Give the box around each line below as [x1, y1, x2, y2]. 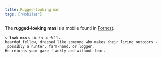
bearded [5, 39, 21, 44]
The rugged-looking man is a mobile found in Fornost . [5, 25, 115, 31]
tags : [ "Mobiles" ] [5, 12, 42, 17]
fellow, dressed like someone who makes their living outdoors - [22, 39, 158, 44]
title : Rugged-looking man [5, 7, 60, 12]
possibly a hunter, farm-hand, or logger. [7, 44, 95, 49]
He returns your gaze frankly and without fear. [5, 48, 106, 53]
